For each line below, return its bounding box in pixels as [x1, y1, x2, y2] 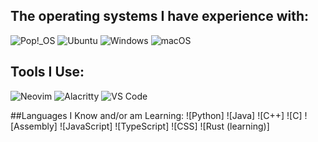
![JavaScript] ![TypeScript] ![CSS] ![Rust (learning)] [59, 120, 270, 132]
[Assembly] [10, 120, 58, 132]
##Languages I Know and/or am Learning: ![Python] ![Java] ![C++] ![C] [10, 109, 303, 121]
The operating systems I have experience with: [10, 8, 310, 25]
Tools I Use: [10, 64, 85, 81]
